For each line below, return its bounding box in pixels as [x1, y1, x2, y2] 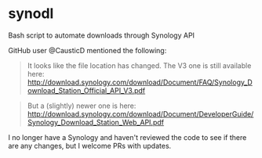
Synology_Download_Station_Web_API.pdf [27, 117, 165, 127]
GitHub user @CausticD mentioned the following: [8, 45, 167, 55]
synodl [8, 5, 54, 23]
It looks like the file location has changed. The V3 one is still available [27, 60, 252, 70]
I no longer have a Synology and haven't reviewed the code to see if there [8, 132, 247, 142]
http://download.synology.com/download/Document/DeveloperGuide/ [27, 109, 254, 118]
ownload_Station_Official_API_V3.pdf [27, 85, 146, 95]
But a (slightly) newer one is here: [27, 101, 136, 110]
